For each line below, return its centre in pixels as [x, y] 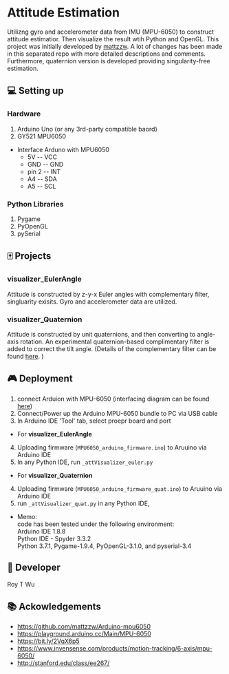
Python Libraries [35, 204]
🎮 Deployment [40, 379]
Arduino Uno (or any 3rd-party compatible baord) [87, 129]
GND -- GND [45, 164]
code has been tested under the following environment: [96, 524]
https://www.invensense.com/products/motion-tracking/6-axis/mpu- [115, 649]
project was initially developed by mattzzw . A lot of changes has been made [115, 46]
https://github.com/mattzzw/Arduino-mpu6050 [84, 626]
